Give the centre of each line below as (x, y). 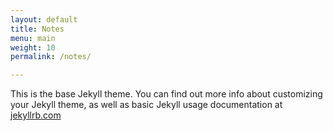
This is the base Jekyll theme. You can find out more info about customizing (166, 94)
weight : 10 (33, 47)
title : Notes (37, 29)
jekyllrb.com (36, 115)
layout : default (44, 19)
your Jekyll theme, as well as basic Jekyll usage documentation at (146, 105)
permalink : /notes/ (51, 57)
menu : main (33, 38)
